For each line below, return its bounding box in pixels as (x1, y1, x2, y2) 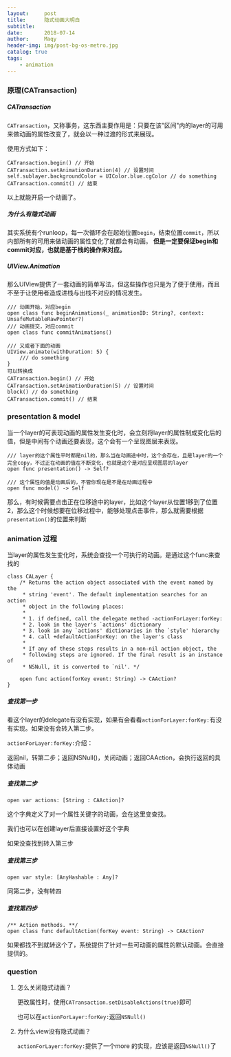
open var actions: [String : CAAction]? (7, 797, 125, 804)
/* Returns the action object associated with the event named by (19, 579, 214, 586)
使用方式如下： (7, 144, 49, 152)
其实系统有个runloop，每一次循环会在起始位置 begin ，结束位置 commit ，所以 (7, 229, 220, 237)
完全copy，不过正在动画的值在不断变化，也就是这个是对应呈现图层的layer (7, 459, 189, 466)
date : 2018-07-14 (7, 29, 76, 36)
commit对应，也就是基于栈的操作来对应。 (7, 246, 126, 254)
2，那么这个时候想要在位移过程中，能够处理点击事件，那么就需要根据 (7, 506, 204, 514)
